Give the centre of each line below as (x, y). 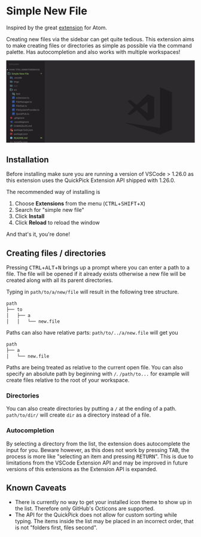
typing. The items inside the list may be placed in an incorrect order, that (104, 521)
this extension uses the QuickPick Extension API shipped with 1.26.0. (91, 180)
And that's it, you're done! (38, 234)
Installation (28, 160)
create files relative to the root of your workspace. (68, 380)
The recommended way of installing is (53, 192)
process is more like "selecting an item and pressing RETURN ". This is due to (100, 456)
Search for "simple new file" (50, 210)
